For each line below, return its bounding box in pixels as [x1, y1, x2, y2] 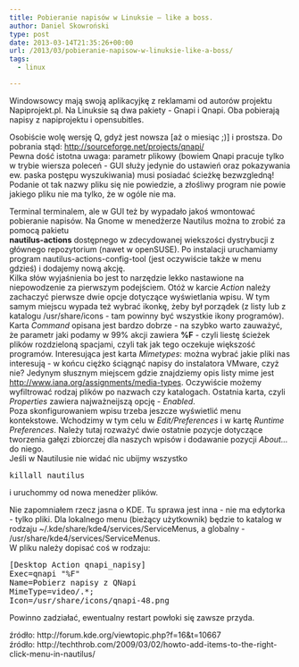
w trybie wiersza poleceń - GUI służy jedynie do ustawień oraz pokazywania [9, 160, 291, 171]
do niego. [9, 443, 45, 454]
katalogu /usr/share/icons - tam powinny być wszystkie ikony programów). [9, 310, 285, 321]
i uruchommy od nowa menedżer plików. [9, 486, 159, 497]
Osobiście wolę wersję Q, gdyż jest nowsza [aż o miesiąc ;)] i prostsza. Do [9, 131, 283, 142]
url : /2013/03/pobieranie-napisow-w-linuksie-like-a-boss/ [9, 46, 234, 55]
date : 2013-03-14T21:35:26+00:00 [9, 38, 134, 47]
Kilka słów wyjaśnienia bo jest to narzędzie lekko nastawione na [9, 272, 245, 283]
